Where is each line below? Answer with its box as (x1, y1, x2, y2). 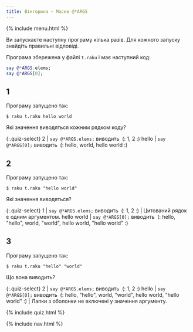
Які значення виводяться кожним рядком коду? (6, 124, 126, 131)
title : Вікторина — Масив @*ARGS (6, 8, 88, 15)
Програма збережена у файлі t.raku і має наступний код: (6, 53, 151, 60)
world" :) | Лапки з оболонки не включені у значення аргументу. (6, 297, 167, 304)
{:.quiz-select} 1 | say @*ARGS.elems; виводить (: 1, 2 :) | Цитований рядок (6, 207, 187, 214)
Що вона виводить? (6, 273, 56, 280)
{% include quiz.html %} (6, 309, 65, 316)
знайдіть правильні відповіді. (6, 42, 79, 49)
